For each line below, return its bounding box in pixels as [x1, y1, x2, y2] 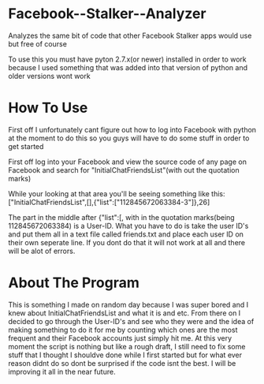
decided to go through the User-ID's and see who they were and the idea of [8, 316, 255, 326]
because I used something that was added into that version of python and [8, 62, 248, 72]
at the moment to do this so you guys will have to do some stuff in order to [8, 133, 250, 143]
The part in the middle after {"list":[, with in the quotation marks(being [8, 212, 235, 222]
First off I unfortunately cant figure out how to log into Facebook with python [8, 125, 257, 134]
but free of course [8, 39, 67, 48]
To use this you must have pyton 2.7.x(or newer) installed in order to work [8, 54, 247, 64]
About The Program [8, 274, 140, 292]
